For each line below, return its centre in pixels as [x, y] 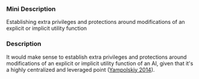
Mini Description [31, 9]
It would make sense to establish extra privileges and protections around [96, 57]
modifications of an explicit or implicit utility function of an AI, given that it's [100, 63]
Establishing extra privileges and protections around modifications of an [96, 22]
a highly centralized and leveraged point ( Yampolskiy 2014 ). [81, 69]
